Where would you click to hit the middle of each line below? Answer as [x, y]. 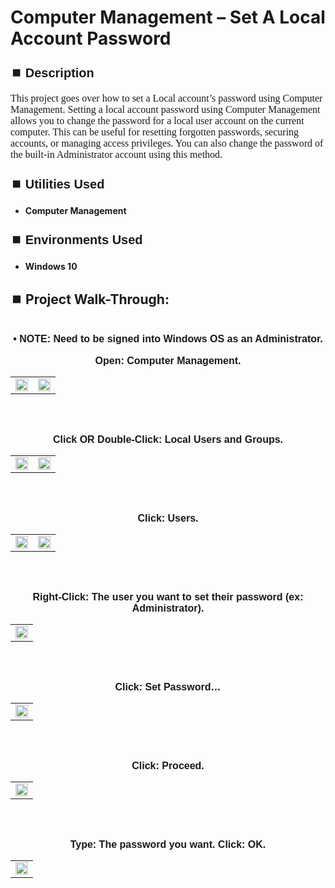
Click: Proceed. [168, 765]
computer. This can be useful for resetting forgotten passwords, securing [155, 132]
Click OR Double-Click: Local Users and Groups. [168, 439]
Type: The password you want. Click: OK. [168, 844]
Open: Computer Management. [168, 360]
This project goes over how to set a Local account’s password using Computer [166, 98]
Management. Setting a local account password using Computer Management [165, 110]
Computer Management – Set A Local [168, 17]
